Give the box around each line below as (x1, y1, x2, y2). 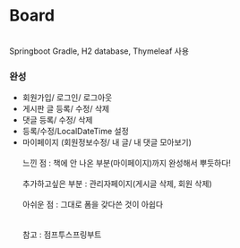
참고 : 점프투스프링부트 (21, 229, 102, 240)
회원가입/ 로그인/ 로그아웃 (21, 92, 113, 103)
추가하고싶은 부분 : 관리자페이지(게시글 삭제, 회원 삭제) (21, 178, 212, 189)
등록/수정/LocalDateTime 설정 (21, 126, 130, 137)
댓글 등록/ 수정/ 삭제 (21, 115, 93, 125)
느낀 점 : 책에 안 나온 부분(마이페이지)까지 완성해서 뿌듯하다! (21, 158, 231, 168)
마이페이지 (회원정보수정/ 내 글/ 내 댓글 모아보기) (21, 137, 193, 148)
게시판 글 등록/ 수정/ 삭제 (21, 104, 110, 115)
